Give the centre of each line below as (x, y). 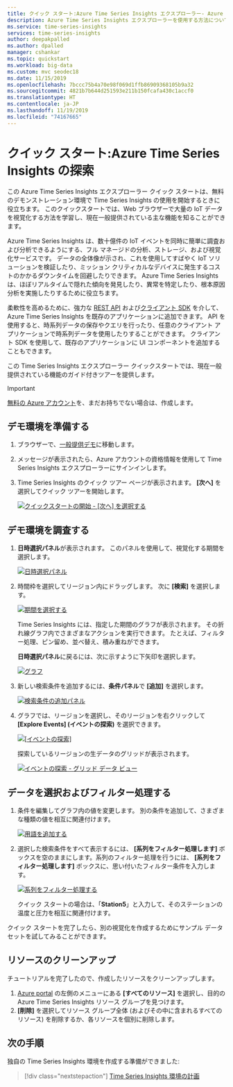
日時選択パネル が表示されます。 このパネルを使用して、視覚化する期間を (121, 548)
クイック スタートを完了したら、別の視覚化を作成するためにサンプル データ (115, 928)
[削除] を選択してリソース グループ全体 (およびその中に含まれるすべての (120, 1010)
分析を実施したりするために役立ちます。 (65, 293)
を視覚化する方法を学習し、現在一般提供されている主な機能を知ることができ (116, 217)
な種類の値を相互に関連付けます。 (66, 819)
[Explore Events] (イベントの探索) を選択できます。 (91, 724)
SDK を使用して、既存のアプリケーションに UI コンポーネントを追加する (118, 342)
